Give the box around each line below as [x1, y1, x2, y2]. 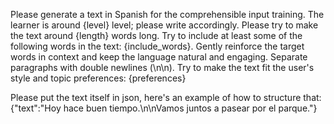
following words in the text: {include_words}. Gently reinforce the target [10, 40, 305, 52]
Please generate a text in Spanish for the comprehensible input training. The [10, 9, 325, 20]
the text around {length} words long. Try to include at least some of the [10, 30, 303, 41]
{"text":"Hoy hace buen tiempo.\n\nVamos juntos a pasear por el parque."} [10, 102, 318, 114]
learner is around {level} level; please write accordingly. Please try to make [10, 19, 319, 31]
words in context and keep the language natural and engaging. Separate [10, 51, 308, 63]
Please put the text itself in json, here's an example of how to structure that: [10, 92, 322, 103]
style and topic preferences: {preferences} [10, 72, 187, 84]
